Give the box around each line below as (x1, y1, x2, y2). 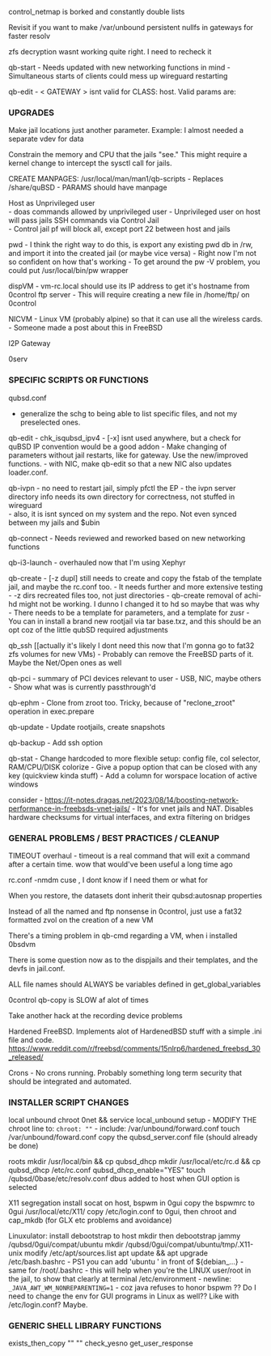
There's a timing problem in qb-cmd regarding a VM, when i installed (8, 931, 238, 940)
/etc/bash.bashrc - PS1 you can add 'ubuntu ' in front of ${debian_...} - (8, 1257, 244, 1267)
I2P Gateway (8, 339, 51, 348)
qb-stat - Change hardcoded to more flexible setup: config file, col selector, (8, 753, 261, 763)
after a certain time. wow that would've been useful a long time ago (8, 859, 233, 869)
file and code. (8, 1034, 54, 1044)
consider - (8, 795, 43, 804)
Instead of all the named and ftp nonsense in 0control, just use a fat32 (8, 906, 243, 916)
